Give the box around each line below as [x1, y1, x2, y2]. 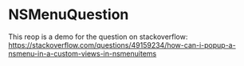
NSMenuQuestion [8, 6, 129, 24]
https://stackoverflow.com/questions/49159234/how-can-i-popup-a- [8, 40, 237, 49]
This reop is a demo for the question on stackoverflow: [8, 32, 188, 41]
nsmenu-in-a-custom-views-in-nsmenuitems [8, 49, 157, 58]
